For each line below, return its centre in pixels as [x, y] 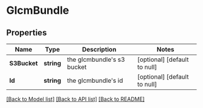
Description [99, 49]
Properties [27, 33]
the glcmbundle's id [95, 80]
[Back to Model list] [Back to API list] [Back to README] [76, 99]
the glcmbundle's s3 [96, 59]
